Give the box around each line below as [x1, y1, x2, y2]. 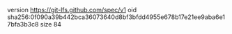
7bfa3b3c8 [7, 20, 39, 28]
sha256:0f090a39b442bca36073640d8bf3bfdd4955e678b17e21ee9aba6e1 [7, 13, 225, 21]
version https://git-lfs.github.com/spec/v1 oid [7, 6, 137, 14]
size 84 [40, 20, 61, 28]
